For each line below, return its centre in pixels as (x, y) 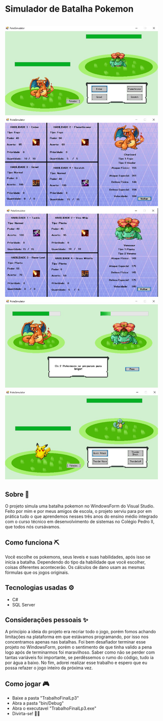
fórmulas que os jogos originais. (37, 572)
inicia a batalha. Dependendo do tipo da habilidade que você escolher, (75, 562)
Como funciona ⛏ (32, 543)
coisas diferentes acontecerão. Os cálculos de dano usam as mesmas (75, 567)
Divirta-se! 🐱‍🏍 (26, 714)
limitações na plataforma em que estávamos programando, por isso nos (77, 637)
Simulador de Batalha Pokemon (69, 9)
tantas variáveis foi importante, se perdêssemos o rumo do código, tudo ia (79, 658)
